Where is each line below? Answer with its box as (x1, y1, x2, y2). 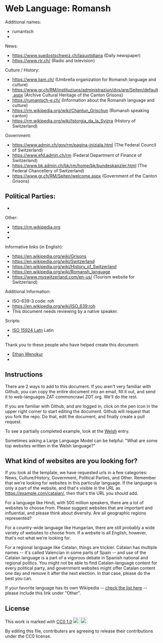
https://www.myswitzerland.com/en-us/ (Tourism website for (12, 274, 135, 280)
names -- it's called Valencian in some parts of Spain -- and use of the (5, 550, 146, 555)
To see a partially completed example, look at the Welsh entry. (5, 428, 130, 434)
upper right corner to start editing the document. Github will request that (5, 408, 150, 414)
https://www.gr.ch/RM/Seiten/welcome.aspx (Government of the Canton (12, 173, 157, 179)
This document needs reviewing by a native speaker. (12, 308, 118, 314)
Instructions (5, 370, 43, 379)
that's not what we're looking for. (5, 535, 72, 541)
